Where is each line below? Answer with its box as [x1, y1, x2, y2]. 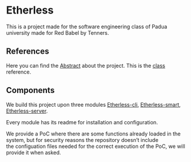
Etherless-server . [6, 107, 48, 114]
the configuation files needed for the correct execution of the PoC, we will [6, 143, 185, 150]
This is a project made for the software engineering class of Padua [6, 23, 167, 30]
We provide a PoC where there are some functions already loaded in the [6, 130, 181, 137]
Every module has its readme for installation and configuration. [6, 118, 158, 125]
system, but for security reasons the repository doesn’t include [6, 136, 159, 143]
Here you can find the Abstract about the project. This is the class [6, 62, 166, 69]
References [6, 47, 49, 57]
